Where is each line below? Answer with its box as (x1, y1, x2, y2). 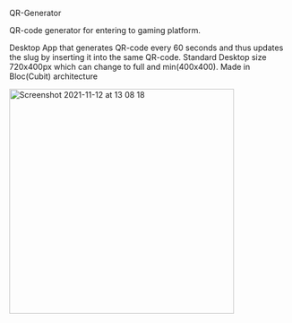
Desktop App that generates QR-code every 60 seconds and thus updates (9, 42, 284, 53)
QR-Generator (9, 8, 62, 18)
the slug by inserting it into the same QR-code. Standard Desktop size (9, 52, 267, 62)
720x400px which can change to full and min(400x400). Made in (9, 62, 251, 72)
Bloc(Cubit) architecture (9, 71, 99, 82)
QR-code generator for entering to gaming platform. (9, 25, 202, 35)
